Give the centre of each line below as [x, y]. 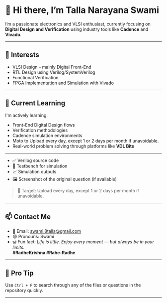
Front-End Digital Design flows [44, 125]
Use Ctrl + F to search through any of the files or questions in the [73, 285]
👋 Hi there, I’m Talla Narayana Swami [82, 10]
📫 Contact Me [28, 217]
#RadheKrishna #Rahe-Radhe [44, 253]
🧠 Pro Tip [19, 273]
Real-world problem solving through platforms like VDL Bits [73, 146]
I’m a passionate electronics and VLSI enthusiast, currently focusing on [78, 24]
